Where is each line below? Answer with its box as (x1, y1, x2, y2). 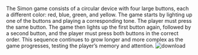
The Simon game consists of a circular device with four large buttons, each (6, 5, 189, 12)
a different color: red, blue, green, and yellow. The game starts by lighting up (6, 11, 193, 18)
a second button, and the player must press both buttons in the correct (6, 30, 179, 37)
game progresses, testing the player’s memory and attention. (6, 42, 155, 49)
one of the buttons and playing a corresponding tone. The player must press (6, 18, 192, 24)
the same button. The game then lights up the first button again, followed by (6, 23, 191, 30)
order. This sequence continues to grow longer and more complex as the (6, 36, 183, 43)
